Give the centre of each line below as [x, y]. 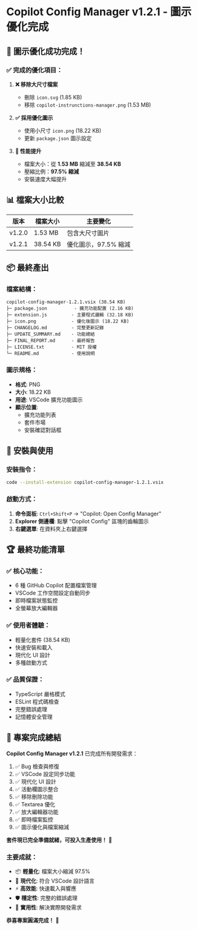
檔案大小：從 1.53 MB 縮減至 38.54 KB [72, 164]
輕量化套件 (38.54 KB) [43, 640]
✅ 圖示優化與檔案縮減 [42, 827]
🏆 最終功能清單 [36, 550]
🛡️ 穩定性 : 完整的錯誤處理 [46, 898]
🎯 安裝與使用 [30, 451]
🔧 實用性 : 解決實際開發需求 [48, 907]
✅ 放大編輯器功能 [37, 812]
